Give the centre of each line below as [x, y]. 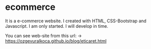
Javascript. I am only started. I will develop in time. [57, 26]
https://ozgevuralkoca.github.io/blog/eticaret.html [56, 41]
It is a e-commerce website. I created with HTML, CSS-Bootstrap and [76, 21]
